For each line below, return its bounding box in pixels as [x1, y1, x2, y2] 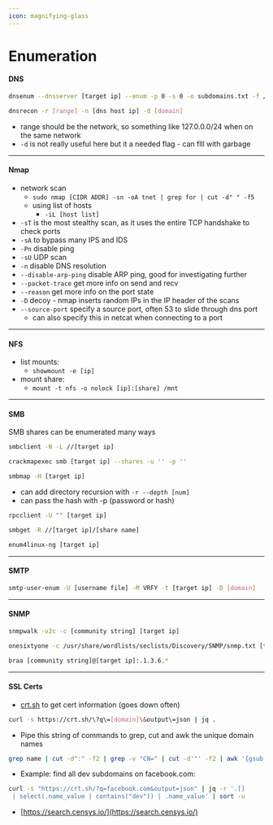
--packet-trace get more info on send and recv [19, 278, 179, 288]
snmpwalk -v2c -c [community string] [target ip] [8, 627, 180, 635]
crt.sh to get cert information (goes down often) [19, 700, 180, 710]
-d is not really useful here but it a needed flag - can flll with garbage [19, 139, 251, 149]
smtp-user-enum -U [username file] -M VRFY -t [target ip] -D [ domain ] [8, 584, 256, 592]
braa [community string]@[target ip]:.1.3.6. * [8, 656, 169, 665]
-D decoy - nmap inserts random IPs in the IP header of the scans [19, 295, 240, 305]
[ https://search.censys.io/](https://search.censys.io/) [19, 807, 198, 817]
